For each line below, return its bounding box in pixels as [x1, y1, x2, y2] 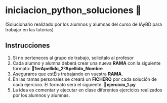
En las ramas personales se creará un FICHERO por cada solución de [12, 76, 157, 82]
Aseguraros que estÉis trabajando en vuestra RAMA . [12, 71, 123, 77]
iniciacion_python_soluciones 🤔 [5, 5, 142, 16]
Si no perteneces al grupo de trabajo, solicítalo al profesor [12, 55, 134, 61]
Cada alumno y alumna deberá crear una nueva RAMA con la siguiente [12, 60, 161, 66]
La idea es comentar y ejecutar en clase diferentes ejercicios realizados [12, 87, 162, 93]
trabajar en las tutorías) [5, 26, 54, 32]
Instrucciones [5, 41, 50, 50]
